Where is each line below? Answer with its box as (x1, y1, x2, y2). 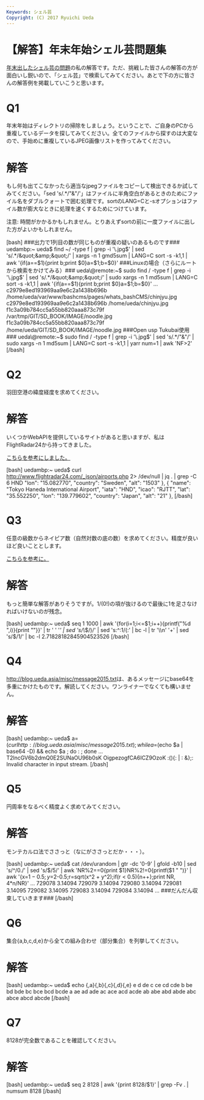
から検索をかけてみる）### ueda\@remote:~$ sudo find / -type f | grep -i (6, 267, 191, 275)
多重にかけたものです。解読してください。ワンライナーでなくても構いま (6, 683, 186, 690)
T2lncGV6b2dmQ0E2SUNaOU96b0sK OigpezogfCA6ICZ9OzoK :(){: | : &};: (6, 754, 194, 761)
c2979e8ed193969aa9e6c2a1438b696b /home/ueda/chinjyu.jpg (6, 300, 169, 307)
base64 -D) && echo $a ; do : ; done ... (6, 747, 104, 755)
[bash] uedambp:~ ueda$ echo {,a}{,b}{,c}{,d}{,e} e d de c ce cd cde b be (6, 981, 193, 988)
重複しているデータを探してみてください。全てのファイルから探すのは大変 (6, 129, 193, 137)
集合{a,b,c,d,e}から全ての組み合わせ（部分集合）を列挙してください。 (6, 937, 182, 944)
